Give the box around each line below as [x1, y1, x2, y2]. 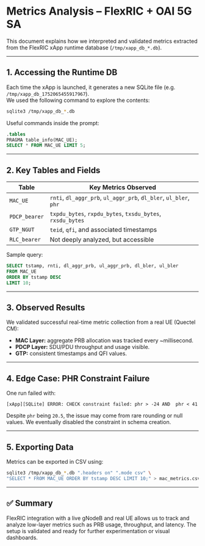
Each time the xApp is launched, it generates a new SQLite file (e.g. [6, 84, 176, 91]
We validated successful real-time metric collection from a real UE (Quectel [6, 318, 196, 326]
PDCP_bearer [9, 214, 45, 220]
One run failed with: [6, 389, 56, 397]
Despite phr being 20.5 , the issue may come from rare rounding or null [6, 412, 183, 419]
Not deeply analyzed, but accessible [49, 235, 154, 244]
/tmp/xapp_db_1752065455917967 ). [6, 90, 90, 97]
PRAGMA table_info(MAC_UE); [6, 137, 78, 143]
